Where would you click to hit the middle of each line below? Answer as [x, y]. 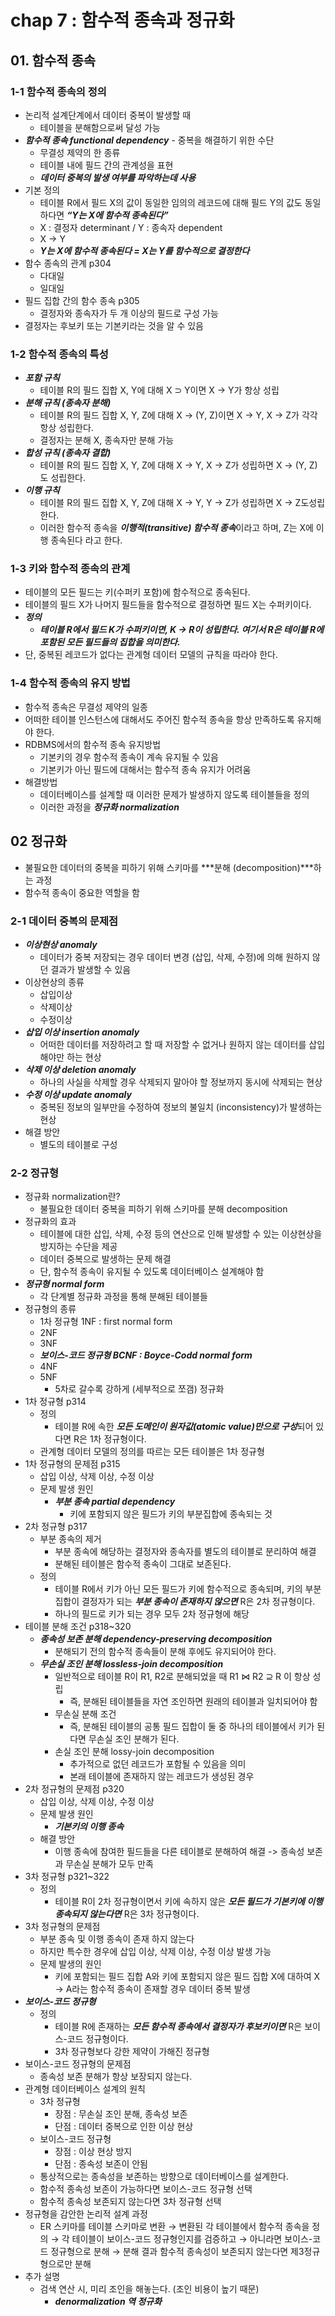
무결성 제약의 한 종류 [80, 152]
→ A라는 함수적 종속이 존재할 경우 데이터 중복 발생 [152, 1989]
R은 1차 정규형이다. [110, 1439]
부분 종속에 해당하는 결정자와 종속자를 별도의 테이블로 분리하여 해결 [185, 1552]
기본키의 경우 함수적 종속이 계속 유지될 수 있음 [129, 757]
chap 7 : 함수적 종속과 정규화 [122, 20]
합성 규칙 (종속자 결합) [68, 453]
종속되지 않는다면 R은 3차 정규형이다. [127, 1914]
